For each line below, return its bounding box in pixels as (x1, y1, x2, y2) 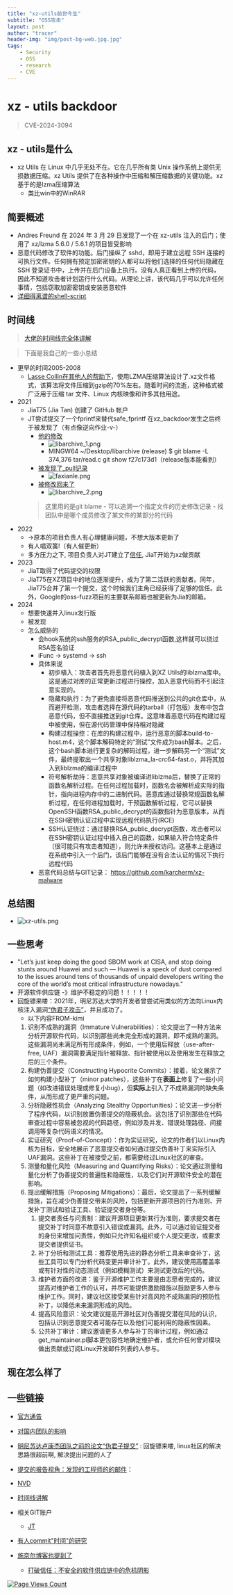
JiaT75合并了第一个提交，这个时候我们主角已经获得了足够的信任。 (27, 583, 216, 592)
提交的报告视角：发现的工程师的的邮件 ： (17, 1465, 133, 1473)
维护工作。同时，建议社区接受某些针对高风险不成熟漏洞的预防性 (37, 1292, 221, 1300)
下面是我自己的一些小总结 (24, 348, 98, 357)
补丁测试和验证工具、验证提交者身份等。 (33, 1205, 150, 1213)
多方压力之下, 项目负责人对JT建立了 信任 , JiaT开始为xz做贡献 (27, 550, 201, 558)
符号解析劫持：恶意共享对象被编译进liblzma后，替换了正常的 (48, 772, 221, 781)
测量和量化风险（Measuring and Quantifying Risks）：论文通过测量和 (27, 1162, 223, 1170)
